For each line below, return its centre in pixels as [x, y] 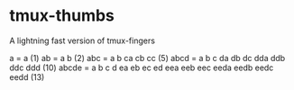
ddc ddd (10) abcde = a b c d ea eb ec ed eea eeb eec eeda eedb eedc [142, 67]
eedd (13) [27, 76]
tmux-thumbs [62, 16]
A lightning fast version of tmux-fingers [83, 40]
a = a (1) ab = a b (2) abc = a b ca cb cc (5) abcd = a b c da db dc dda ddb [147, 58]
